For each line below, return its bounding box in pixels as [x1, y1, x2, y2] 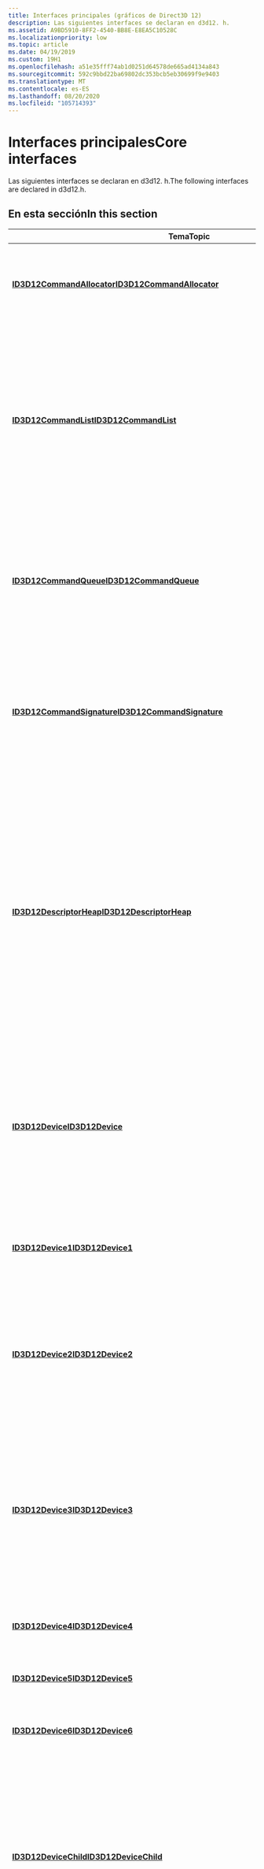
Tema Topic [167, 230, 211, 241]
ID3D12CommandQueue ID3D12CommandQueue [12, 575, 200, 586]
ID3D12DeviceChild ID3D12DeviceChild [12, 1851, 163, 1862]
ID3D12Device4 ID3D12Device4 [12, 1621, 134, 1632]
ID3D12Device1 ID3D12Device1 [12, 1242, 134, 1253]
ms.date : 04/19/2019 [8, 48, 76, 56]
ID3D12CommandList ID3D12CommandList [12, 415, 177, 426]
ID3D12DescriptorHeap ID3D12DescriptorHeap [12, 906, 192, 917]
